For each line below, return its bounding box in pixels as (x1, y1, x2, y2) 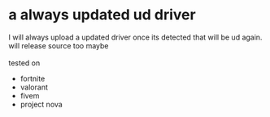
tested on (8, 58, 41, 68)
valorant (20, 82, 49, 92)
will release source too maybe (8, 40, 109, 50)
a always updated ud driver (8, 6, 197, 24)
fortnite (20, 73, 46, 83)
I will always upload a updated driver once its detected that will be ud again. (8, 32, 263, 42)
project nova (20, 99, 63, 109)
